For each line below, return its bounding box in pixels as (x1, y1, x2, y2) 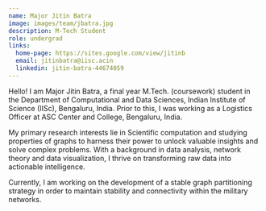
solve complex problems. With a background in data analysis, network (8, 144, 242, 154)
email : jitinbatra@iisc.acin (15, 57, 114, 65)
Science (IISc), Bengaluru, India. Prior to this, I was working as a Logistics (8, 103, 252, 113)
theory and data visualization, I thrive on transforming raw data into (8, 153, 232, 163)
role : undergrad (8, 34, 63, 43)
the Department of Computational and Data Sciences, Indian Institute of (8, 94, 246, 105)
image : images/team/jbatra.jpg (8, 19, 114, 27)
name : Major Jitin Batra (8, 11, 92, 20)
